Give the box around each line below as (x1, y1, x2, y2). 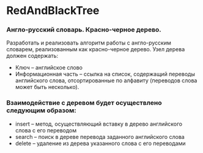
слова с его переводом (15, 126, 77, 134)
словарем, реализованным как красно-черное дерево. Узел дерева (6, 46, 185, 53)
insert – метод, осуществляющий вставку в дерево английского (15, 120, 182, 127)
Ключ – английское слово (15, 64, 83, 71)
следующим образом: (6, 106, 76, 115)
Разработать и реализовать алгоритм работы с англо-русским (6, 39, 171, 46)
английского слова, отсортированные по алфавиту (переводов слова (15, 77, 197, 84)
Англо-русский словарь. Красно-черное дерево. (6, 26, 162, 34)
